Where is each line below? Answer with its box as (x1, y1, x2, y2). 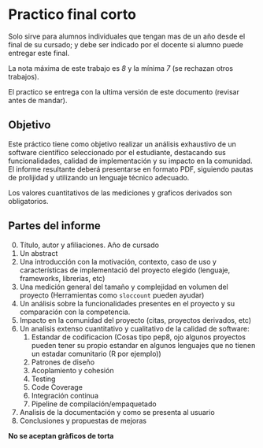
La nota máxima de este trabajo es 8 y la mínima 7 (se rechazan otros (8, 63, 234, 72)
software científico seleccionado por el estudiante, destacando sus (8, 147, 226, 157)
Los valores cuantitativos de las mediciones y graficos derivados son (8, 187, 232, 198)
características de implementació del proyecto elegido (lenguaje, (19, 265, 231, 275)
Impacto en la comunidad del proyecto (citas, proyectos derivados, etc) (19, 315, 252, 324)
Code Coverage (31, 382, 83, 391)
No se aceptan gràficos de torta (8, 431, 114, 440)
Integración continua (31, 391, 98, 400)
